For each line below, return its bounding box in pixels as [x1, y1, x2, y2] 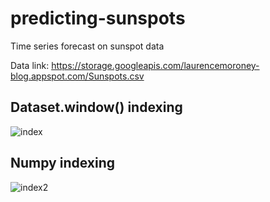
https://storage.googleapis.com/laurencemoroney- [51, 59, 260, 71]
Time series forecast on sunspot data [10, 40, 165, 52]
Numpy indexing [10, 155, 116, 172]
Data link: [10, 59, 50, 71]
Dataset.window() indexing [10, 99, 183, 116]
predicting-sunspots [10, 7, 186, 30]
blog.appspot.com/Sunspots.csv [10, 70, 145, 82]
